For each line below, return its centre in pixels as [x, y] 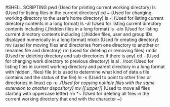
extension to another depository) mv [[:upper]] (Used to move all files [78, 88]
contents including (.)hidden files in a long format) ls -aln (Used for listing [82, 29]
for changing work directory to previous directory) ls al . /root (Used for [79, 61]
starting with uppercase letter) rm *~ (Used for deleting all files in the [77, 94]
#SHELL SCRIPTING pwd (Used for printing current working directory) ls [80, 7]
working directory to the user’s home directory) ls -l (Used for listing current [84, 18]
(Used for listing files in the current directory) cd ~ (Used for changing [78, 13]
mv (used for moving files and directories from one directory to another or [82, 45]
